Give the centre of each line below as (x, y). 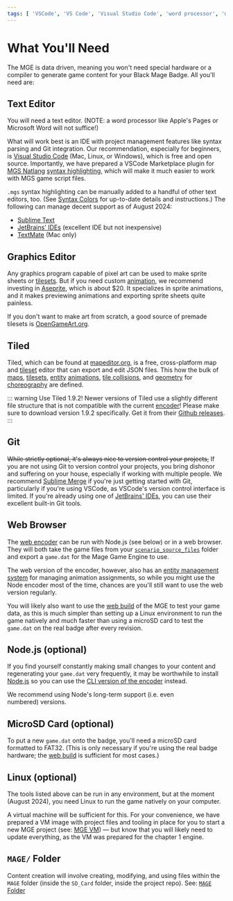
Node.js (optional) (47, 650)
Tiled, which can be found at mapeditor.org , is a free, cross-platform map (112, 363)
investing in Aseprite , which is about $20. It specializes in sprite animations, (115, 289)
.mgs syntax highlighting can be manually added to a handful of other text (112, 192)
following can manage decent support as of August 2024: (89, 206)
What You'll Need (58, 48)
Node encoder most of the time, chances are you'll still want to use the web (115, 585)
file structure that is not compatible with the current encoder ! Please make (113, 405)
